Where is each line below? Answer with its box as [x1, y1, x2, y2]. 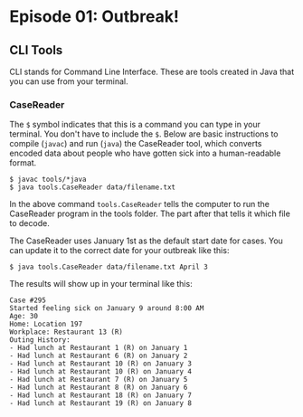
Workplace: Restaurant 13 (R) [9, 327, 124, 336]
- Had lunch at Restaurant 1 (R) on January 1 [9, 344, 188, 353]
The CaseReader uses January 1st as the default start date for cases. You [9, 235, 283, 246]
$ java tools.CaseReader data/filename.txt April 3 [9, 262, 208, 272]
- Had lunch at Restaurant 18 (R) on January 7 [9, 391, 193, 400]
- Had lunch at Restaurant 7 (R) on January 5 [9, 375, 188, 384]
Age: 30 [9, 312, 39, 321]
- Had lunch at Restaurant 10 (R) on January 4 [9, 367, 193, 376]
